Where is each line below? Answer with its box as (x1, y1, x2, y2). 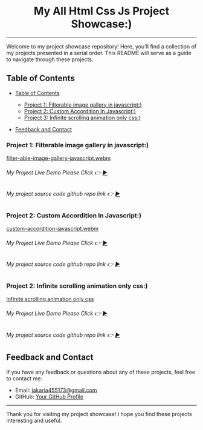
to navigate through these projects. (6, 56, 94, 63)
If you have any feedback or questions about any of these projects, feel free (6, 368, 195, 375)
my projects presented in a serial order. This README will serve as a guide (6, 49, 192, 56)
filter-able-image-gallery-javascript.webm (6, 154, 111, 162)
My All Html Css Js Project (33, 4, 170, 18)
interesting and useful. (6, 417, 62, 424)
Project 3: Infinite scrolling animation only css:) (24, 114, 141, 121)
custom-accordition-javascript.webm (6, 225, 98, 233)
